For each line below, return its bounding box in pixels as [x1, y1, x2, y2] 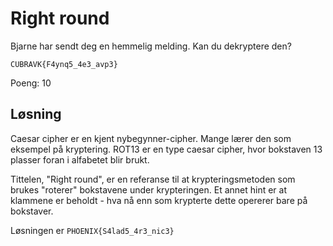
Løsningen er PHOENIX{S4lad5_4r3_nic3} [10, 224, 175, 236]
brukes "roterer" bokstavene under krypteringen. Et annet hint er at [10, 183, 287, 196]
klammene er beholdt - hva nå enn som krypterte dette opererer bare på [10, 194, 308, 206]
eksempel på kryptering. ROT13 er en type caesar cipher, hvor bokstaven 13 [10, 143, 323, 155]
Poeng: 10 [10, 77, 52, 89]
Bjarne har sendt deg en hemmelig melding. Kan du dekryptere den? [10, 40, 292, 52]
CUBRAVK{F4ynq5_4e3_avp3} [10, 59, 118, 69]
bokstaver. [10, 205, 54, 217]
